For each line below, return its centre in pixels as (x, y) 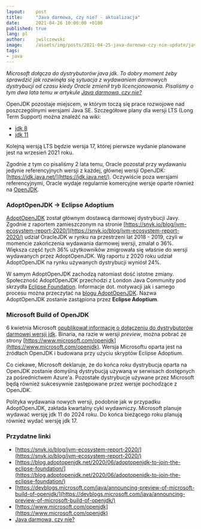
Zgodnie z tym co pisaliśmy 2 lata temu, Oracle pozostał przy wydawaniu (96, 164)
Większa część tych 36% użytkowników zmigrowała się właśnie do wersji (97, 249)
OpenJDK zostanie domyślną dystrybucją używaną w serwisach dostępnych (100, 371)
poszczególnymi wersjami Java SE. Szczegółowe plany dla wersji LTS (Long (100, 110)
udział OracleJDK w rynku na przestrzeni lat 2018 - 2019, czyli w (104, 237)
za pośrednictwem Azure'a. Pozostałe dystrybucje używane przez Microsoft (100, 378)
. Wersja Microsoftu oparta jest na (141, 347)
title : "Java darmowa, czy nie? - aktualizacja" (73, 17)
